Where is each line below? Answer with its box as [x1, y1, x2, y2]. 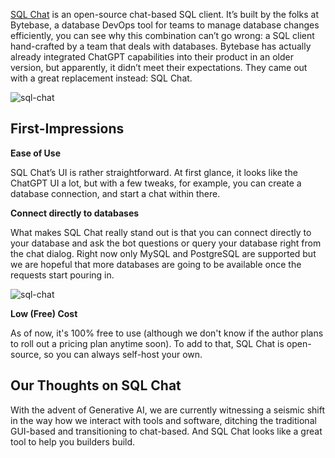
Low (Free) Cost [10, 307, 78, 319]
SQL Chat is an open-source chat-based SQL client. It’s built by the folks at [10, 9, 319, 20]
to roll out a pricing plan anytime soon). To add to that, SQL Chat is [10, 337, 285, 349]
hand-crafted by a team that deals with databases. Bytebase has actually [10, 40, 312, 52]
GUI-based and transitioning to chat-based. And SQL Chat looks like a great [10, 425, 323, 437]
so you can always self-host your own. [43, 348, 203, 360]
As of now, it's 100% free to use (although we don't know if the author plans [10, 327, 324, 339]
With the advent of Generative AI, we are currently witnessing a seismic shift [10, 404, 326, 416]
